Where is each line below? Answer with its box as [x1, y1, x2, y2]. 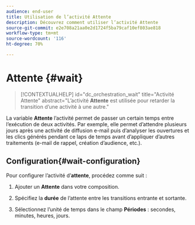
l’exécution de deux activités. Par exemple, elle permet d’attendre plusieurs [6, 120, 187, 127]
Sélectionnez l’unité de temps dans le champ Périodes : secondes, [14, 206, 176, 213]
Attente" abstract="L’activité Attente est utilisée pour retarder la [20, 97, 175, 104]
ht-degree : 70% [6, 41, 43, 47]
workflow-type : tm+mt [6, 30, 59, 36]
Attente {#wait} [6, 71, 83, 85]
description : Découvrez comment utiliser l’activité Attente [6, 19, 159, 25]
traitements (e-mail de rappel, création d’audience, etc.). [6, 139, 142, 146]
